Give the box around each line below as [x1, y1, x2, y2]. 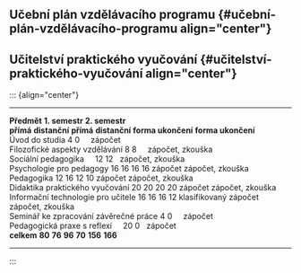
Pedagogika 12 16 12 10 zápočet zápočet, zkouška [9, 172, 194, 183]
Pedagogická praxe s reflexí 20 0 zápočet [9, 220, 176, 232]
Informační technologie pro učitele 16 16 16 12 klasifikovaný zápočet [9, 192, 260, 203]
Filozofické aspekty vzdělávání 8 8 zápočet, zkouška [9, 144, 213, 155]
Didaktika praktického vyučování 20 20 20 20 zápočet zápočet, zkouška [9, 182, 277, 193]
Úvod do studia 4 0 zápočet [9, 135, 121, 145]
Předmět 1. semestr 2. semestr [9, 116, 126, 127]
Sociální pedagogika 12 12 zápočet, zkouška [9, 154, 185, 164]
